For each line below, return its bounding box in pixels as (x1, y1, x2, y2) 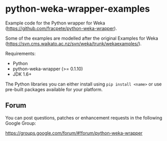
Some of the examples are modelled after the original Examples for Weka (5, 35, 158, 41)
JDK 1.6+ (12, 71, 32, 77)
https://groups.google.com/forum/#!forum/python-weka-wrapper (5, 130, 143, 136)
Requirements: (5, 50, 36, 57)
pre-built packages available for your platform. (5, 86, 103, 92)
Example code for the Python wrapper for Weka (5, 20, 105, 26)
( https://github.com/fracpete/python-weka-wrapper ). (5, 25, 117, 31)
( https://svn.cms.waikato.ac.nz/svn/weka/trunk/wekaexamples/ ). (5, 40, 142, 46)
